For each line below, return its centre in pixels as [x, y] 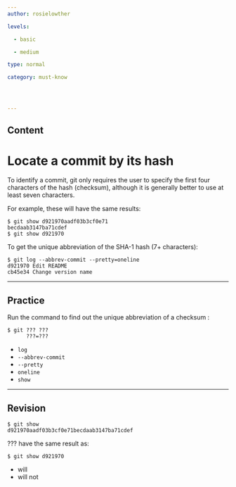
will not [28, 476]
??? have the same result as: [48, 443]
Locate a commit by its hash [91, 161]
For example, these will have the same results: [74, 209]
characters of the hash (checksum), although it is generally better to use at [116, 188]
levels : [19, 26]
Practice [26, 300]
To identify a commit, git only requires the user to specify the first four [109, 180]
